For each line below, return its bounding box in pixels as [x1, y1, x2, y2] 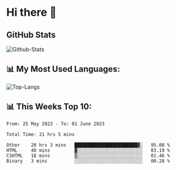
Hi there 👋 [6, 5, 57, 19]
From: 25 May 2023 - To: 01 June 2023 [6, 121, 105, 127]
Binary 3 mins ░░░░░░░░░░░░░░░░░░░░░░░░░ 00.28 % [6, 158, 171, 164]
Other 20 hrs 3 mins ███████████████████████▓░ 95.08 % [6, 142, 171, 148]
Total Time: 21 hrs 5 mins [6, 131, 75, 137]
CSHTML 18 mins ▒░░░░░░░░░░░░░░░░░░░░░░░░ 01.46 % [6, 152, 171, 158]
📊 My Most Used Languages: [6, 64, 121, 75]
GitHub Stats [6, 30, 56, 40]
